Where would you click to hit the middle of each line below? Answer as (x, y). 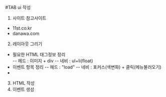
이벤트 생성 (23, 89)
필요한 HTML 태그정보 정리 (39, 55)
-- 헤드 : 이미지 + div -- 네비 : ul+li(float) (53, 61)
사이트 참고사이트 (29, 18)
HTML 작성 (24, 83)
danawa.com (26, 33)
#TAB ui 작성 (18, 7)
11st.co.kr (22, 28)
